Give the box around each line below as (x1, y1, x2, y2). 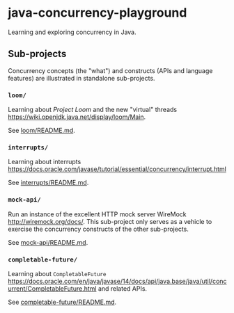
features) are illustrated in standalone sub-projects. (8, 74, 155, 82)
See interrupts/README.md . (8, 179, 89, 187)
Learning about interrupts (8, 158, 81, 166)
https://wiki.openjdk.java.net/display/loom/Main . (8, 113, 146, 121)
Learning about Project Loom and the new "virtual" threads (8, 106, 177, 114)
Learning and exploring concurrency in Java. (8, 28, 136, 36)
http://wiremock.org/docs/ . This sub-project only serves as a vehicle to (8, 217, 212, 225)
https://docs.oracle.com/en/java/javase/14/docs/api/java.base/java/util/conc (8, 277, 227, 285)
